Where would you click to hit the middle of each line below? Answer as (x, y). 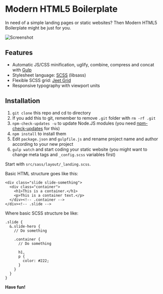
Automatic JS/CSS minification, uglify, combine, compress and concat (83, 64)
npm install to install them (39, 134)
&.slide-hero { (25, 226)
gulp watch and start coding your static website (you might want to (80, 149)
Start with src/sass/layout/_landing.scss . (48, 164)
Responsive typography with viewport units (56, 85)
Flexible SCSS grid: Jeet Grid (41, 80)
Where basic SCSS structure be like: (42, 213)
